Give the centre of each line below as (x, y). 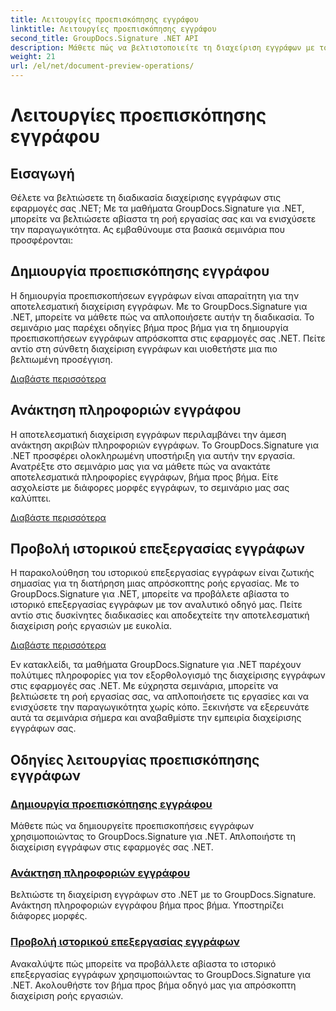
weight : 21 (33, 57)
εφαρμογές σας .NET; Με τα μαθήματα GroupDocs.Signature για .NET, (157, 208)
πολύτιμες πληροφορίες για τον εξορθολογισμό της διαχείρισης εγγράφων (168, 675)
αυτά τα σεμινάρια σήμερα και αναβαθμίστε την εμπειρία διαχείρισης (156, 718)
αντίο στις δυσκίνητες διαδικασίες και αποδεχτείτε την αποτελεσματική (160, 615)
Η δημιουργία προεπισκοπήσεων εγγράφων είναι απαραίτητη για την (155, 295)
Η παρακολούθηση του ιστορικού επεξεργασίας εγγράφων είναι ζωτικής (162, 573)
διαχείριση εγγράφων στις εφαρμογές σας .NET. (112, 847)
